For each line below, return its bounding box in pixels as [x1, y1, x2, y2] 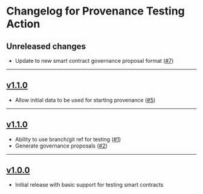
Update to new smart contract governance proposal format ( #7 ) [14, 57, 174, 64]
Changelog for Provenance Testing [6, 4, 185, 18]
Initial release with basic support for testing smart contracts [14, 181, 164, 189]
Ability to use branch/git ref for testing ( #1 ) [14, 135, 121, 143]
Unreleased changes [6, 41, 86, 51]
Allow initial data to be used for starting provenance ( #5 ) [14, 96, 156, 103]
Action [6, 17, 40, 31]
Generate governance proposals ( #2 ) [14, 142, 108, 149]
